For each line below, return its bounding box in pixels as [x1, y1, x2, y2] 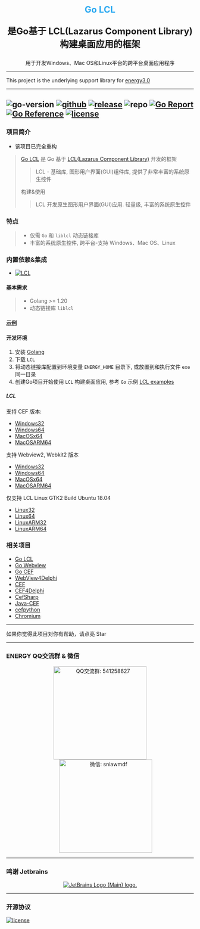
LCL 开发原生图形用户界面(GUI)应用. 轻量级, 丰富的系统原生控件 [35, 201, 191, 208]
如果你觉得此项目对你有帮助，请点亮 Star [6, 630, 107, 637]
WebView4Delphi [14, 574, 58, 582]
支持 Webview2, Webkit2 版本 [6, 451, 79, 458]
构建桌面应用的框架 [60, 39, 140, 50]
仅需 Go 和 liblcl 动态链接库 [29, 231, 99, 239]
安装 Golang [14, 349, 45, 356]
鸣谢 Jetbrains [6, 867, 48, 875]
